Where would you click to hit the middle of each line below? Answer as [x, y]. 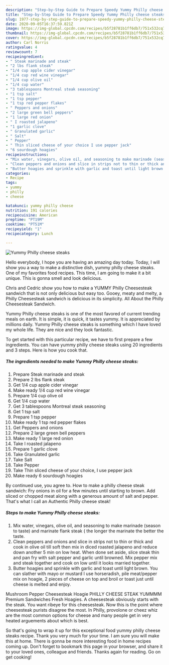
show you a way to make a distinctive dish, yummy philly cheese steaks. [80, 267]
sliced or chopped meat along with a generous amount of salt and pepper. [82, 496]
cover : [13, 38]
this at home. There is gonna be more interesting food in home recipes [78, 641]
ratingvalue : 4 [22, 47]
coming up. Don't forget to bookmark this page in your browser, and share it [84, 646]
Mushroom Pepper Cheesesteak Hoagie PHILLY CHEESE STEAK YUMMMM [84, 594]
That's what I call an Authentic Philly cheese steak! [58, 501]
